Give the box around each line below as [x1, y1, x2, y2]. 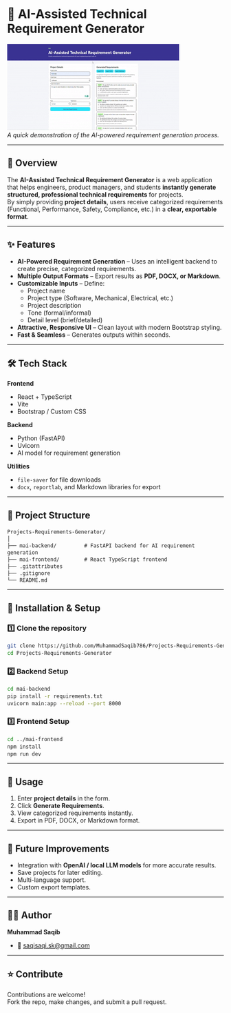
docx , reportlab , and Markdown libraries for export [16, 483, 161, 491]
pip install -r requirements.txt [7, 693, 103, 700]
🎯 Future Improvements [7, 843, 110, 854]
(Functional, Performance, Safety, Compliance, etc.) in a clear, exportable [7, 205, 217, 213]
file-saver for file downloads [16, 475, 101, 484]
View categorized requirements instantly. [16, 809, 133, 817]
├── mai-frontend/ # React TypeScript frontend [7, 556, 168, 563]
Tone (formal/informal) [27, 308, 91, 317]
